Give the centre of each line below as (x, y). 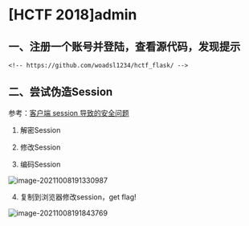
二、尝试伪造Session (61, 92)
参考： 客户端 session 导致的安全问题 (69, 113)
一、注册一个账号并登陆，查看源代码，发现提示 (124, 46)
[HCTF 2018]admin (73, 15)
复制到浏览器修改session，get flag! (78, 197)
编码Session (40, 164)
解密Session (40, 129)
